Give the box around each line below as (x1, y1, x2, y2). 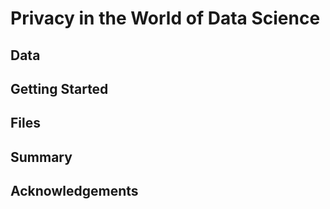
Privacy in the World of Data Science (10, 7, 321, 30)
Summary (10, 148, 73, 166)
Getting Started (10, 80, 109, 97)
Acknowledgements (10, 183, 139, 200)
